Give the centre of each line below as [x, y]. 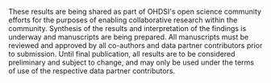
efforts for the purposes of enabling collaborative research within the [123, 20]
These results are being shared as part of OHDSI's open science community [135, 12]
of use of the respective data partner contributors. [92, 71]
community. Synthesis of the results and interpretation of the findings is [127, 28]
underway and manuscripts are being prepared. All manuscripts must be [129, 37]
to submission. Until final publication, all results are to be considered [122, 54]
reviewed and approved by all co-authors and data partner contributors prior [135, 45]
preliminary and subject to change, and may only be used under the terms [131, 62]
